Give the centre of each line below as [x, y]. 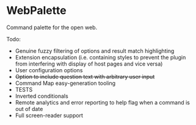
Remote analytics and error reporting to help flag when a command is [103, 102]
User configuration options [49, 70]
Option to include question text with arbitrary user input [85, 76]
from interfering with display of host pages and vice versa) [89, 64]
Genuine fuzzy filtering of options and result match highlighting [95, 51]
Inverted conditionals [42, 96]
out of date [29, 109]
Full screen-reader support [49, 115]
